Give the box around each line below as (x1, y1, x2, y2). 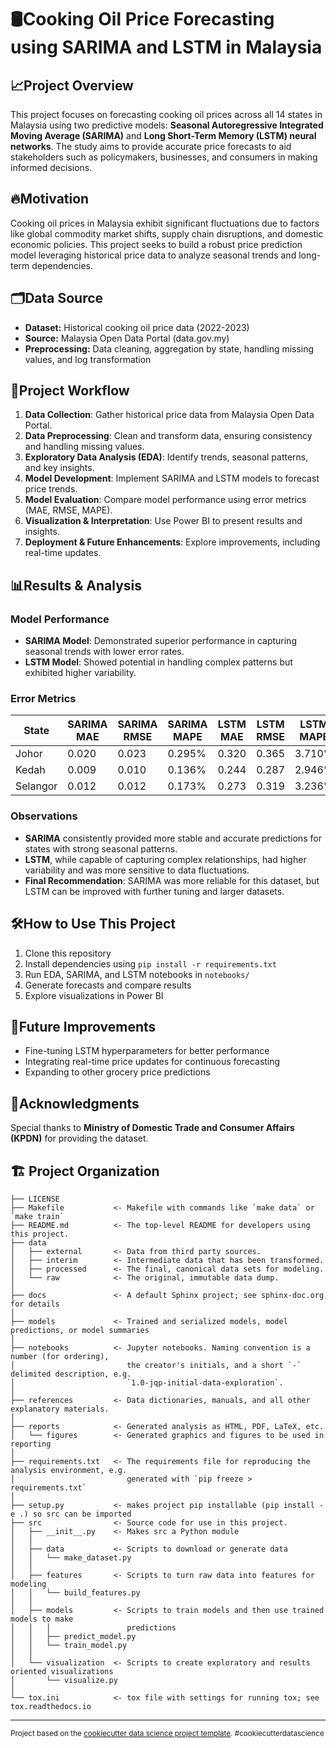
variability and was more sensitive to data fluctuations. (24, 864, 250, 876)
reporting (10, 1439, 52, 1449)
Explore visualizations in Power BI (24, 989, 164, 1001)
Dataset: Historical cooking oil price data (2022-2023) (24, 321, 250, 333)
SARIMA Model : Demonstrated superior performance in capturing (24, 635, 297, 647)
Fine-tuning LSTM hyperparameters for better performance (24, 1045, 270, 1057)
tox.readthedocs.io (10, 1701, 92, 1711)
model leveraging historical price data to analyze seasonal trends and (10, 249, 297, 261)
